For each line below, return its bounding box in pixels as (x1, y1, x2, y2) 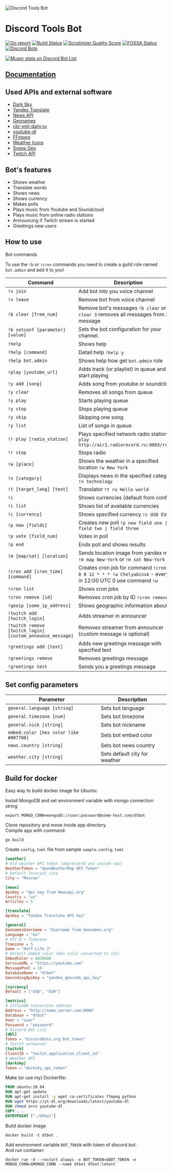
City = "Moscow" (5, 875, 40, 880)
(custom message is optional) (78, 630, 150, 637)
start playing (78, 372, 109, 379)
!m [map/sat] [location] (8, 553, 69, 559)
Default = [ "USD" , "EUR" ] (5, 989, 60, 995)
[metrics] (5, 998, 27, 1004)
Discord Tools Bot (5, 23, 82, 34)
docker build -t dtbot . (5, 1132, 58, 1138)
